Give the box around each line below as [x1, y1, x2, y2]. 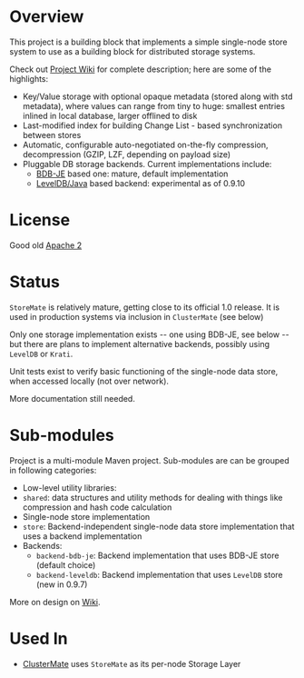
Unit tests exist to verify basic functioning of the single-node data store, [9, 365, 279, 376]
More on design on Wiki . [9, 596, 102, 607]
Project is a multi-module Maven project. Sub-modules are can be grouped [9, 454, 290, 465]
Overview [9, 6, 84, 27]
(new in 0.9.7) [35, 579, 88, 590]
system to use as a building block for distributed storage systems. [9, 45, 256, 56]
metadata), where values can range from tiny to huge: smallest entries [22, 100, 286, 111]
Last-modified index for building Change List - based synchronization [22, 120, 283, 131]
